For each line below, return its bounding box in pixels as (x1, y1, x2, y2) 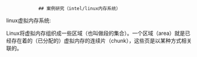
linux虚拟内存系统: (6, 17, 51, 24)
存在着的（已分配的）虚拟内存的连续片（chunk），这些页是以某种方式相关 (11, 37, 192, 44)
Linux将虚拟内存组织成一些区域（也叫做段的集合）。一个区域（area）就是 (6, 29, 186, 37)
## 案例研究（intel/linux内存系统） (38, 5, 121, 11)
